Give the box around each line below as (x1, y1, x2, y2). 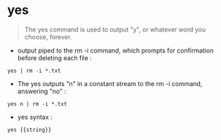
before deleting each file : (17, 53, 93, 62)
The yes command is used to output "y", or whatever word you (24, 25, 206, 34)
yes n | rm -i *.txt (7, 100, 68, 107)
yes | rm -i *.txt (7, 67, 61, 74)
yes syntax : (17, 113, 53, 121)
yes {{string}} (7, 126, 52, 133)
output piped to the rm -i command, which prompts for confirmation (17, 46, 214, 55)
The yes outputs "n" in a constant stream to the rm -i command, (17, 79, 203, 87)
